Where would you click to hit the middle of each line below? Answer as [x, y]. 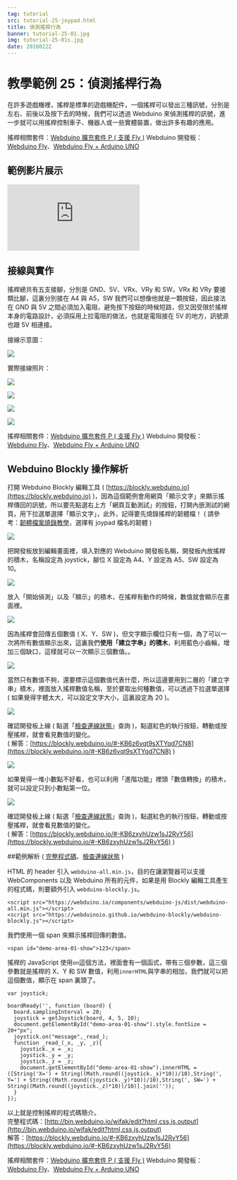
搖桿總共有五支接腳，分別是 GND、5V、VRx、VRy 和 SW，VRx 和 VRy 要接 [117, 289]
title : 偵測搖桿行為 [34, 27]
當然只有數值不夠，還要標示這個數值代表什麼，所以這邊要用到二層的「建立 [115, 680]
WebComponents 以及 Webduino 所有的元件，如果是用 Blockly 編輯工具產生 [118, 880]
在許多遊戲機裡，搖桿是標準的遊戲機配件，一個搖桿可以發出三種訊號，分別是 [119, 105]
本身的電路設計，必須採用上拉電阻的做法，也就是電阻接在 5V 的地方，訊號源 [118, 316]
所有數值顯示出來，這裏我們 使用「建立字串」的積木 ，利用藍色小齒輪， [121, 643]
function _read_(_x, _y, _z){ [58, 1043]
